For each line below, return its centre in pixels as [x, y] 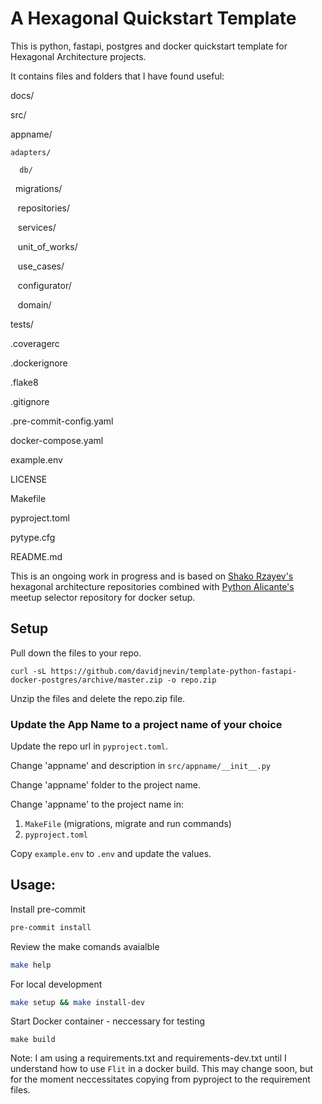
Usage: [33, 885]
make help [31, 965]
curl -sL [28, 671]
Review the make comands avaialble [85, 946]
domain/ [34, 304]
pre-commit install [51, 927]
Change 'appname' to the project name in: [97, 804]
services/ [37, 227]
